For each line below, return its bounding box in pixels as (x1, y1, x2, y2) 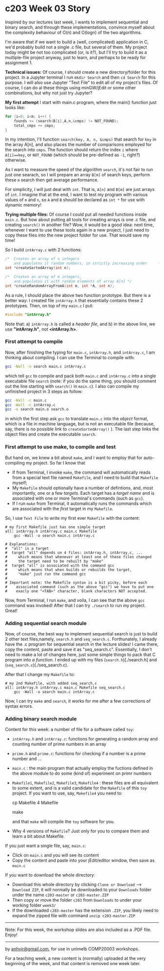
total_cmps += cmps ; (14, 123, 56, 128)
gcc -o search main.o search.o (5, 407, 69, 412)
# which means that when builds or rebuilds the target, (5, 567, 132, 572)
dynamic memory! (5, 202, 41, 208)
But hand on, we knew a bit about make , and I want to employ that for (5, 455, 143, 461)
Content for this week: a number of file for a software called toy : (5, 726, 134, 733)
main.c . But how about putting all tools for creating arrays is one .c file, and (5, 217, 156, 223)
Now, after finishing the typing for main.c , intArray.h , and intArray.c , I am (5, 349, 155, 355)
